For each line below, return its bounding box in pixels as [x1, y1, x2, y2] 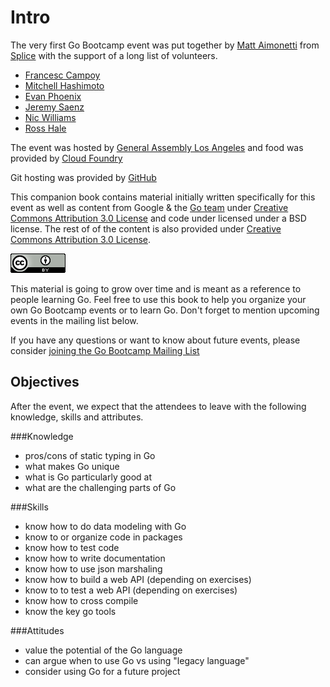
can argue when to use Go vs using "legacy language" [24, 654, 250, 666]
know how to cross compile [24, 594, 139, 606]
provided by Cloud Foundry [10, 152, 123, 164]
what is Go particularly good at [24, 471, 153, 483]
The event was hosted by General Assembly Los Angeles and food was [10, 141, 304, 153]
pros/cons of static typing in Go [24, 449, 156, 461]
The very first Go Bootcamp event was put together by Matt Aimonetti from [10, 39, 320, 51]
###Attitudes [10, 624, 65, 636]
